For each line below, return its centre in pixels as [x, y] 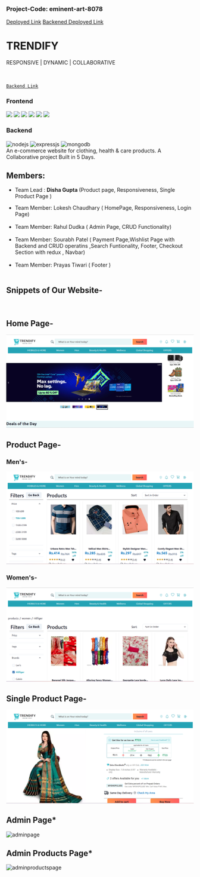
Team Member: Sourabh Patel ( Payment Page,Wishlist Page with [95, 240]
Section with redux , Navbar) [50, 252]
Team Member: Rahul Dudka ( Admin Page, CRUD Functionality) [93, 227]
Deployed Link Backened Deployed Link [55, 22]
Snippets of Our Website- [54, 290]
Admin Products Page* [49, 853]
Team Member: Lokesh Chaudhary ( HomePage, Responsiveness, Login [103, 208]
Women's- [22, 577]
